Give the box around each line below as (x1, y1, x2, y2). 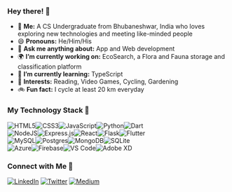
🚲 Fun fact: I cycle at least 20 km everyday (17, 85, 145, 94)
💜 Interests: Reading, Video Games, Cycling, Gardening (17, 77, 179, 86)
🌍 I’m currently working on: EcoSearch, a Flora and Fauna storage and (17, 53, 226, 61)
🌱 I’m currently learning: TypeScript (17, 70, 123, 78)
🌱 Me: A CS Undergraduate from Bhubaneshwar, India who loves (17, 22, 205, 31)
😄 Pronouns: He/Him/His (17, 37, 93, 46)
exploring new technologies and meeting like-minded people (17, 29, 193, 38)
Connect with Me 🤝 (7, 161, 74, 171)
